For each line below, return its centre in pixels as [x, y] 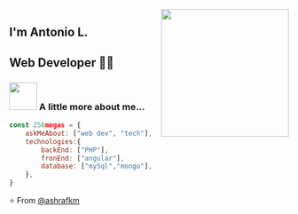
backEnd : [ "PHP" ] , [75, 150]
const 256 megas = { [45, 125]
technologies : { [53, 141]
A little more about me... [92, 107]
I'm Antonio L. [49, 32]
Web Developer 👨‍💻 [62, 63]
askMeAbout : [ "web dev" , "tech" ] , [89, 133]
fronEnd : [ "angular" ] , [83, 158]
